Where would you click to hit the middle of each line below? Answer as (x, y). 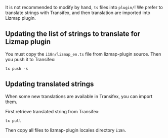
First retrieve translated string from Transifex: (52, 111)
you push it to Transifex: (30, 59)
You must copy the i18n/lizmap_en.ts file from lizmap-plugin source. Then (83, 54)
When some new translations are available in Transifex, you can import (79, 96)
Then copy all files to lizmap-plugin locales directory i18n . (66, 130)
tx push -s (17, 68)
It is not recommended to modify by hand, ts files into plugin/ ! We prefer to (84, 7)
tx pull (13, 121)
